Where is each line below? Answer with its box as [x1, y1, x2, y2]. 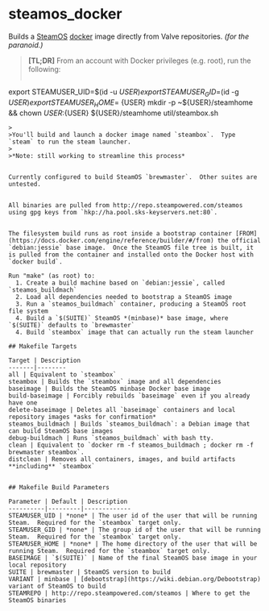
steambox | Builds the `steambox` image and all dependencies [8, 377, 221, 385]
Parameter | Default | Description [8, 497, 128, 505]
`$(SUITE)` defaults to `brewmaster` [8, 321, 135, 329]
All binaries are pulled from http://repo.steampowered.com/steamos [8, 201, 243, 210]
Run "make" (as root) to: [8, 272, 95, 280]
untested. [8, 180, 42, 188]
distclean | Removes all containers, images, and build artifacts [8, 455, 236, 463]
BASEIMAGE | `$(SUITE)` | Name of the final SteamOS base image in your [8, 554, 258, 562]
